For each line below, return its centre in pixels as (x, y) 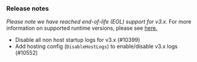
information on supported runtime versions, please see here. (82, 28)
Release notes (28, 9)
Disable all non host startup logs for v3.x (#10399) (78, 40)
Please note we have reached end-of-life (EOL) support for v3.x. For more (99, 22)
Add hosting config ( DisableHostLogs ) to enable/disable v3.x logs (96, 46)
